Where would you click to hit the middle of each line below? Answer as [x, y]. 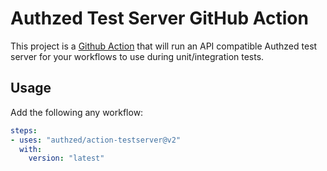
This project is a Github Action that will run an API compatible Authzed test [164, 46]
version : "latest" [66, 158]
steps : [24, 130]
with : [31, 149]
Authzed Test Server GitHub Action [159, 18]
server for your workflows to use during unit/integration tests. [137, 56]
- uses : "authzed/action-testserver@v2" [96, 140]
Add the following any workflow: [77, 112]
